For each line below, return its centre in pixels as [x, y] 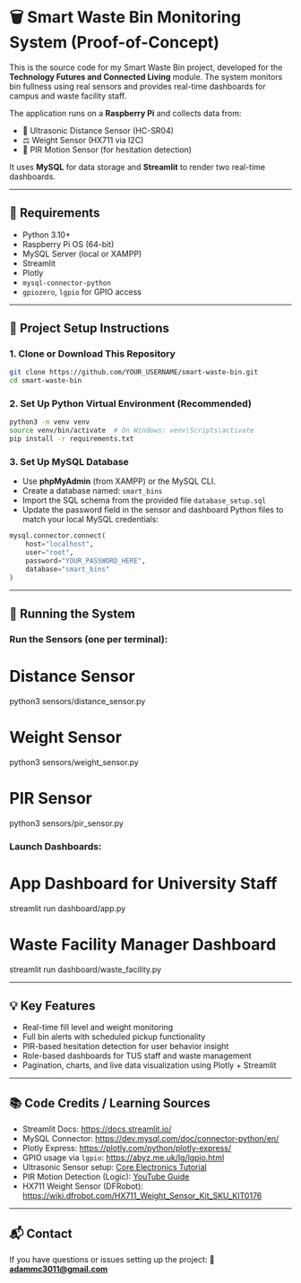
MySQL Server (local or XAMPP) [82, 254]
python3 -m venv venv [50, 422]
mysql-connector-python [67, 283]
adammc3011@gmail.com [59, 1270]
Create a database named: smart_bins [92, 491]
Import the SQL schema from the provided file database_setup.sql [144, 500]
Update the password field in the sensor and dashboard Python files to [153, 510]
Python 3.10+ [47, 235]
